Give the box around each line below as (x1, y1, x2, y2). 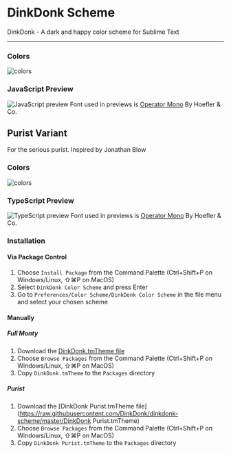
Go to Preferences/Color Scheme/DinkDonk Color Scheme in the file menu (16, 290, 222, 299)
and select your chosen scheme (16, 298, 109, 306)
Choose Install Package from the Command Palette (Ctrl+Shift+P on (16, 268, 213, 277)
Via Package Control (7, 253, 67, 261)
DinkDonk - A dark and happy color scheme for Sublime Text (7, 28, 180, 36)
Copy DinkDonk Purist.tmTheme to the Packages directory (16, 438, 177, 446)
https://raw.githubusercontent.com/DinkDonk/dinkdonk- (19, 409, 179, 417)
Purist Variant (7, 127, 67, 139)
